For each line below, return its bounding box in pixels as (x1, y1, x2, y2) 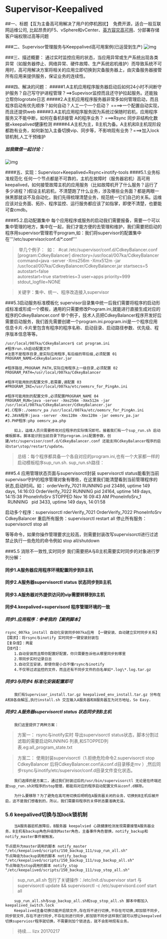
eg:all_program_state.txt (23, 744, 73, 750)
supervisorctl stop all (5, 521, 48, 527)
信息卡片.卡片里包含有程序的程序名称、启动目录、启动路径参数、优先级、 (5, 325, 155, 331)
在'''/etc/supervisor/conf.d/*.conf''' (5, 236, 77, 242)
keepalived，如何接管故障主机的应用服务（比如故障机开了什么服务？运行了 (5, 181, 158, 188)
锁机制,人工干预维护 (5, 133, 46, 139)
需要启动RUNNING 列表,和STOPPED (30, 738, 104, 744)
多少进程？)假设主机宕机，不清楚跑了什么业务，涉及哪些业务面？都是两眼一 (5, 188, 160, 194)
